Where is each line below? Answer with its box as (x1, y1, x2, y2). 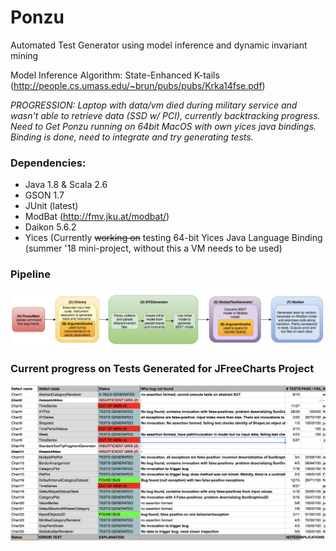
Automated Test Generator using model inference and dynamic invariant (10, 39, 308, 51)
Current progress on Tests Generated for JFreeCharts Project (10, 362, 315, 376)
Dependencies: (10, 156, 87, 170)
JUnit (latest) (24, 200, 79, 212)
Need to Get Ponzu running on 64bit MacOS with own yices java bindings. (10, 120, 317, 132)
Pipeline (10, 267, 51, 281)
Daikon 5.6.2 (24, 221, 77, 233)
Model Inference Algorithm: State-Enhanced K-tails (10, 69, 220, 81)
